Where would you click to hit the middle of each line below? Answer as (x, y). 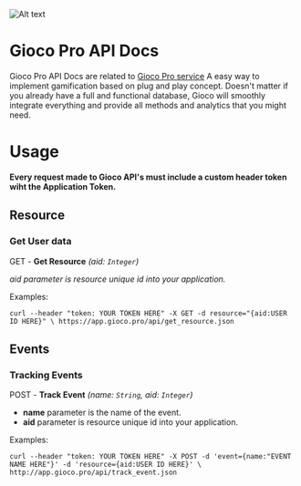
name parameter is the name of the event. (102, 413)
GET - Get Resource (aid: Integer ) (74, 261)
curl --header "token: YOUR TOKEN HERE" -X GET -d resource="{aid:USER (148, 313)
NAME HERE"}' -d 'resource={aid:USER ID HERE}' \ (106, 465)
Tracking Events (47, 375)
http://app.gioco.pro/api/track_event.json (93, 473)
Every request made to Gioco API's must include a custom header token (148, 177)
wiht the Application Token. (63, 186)
